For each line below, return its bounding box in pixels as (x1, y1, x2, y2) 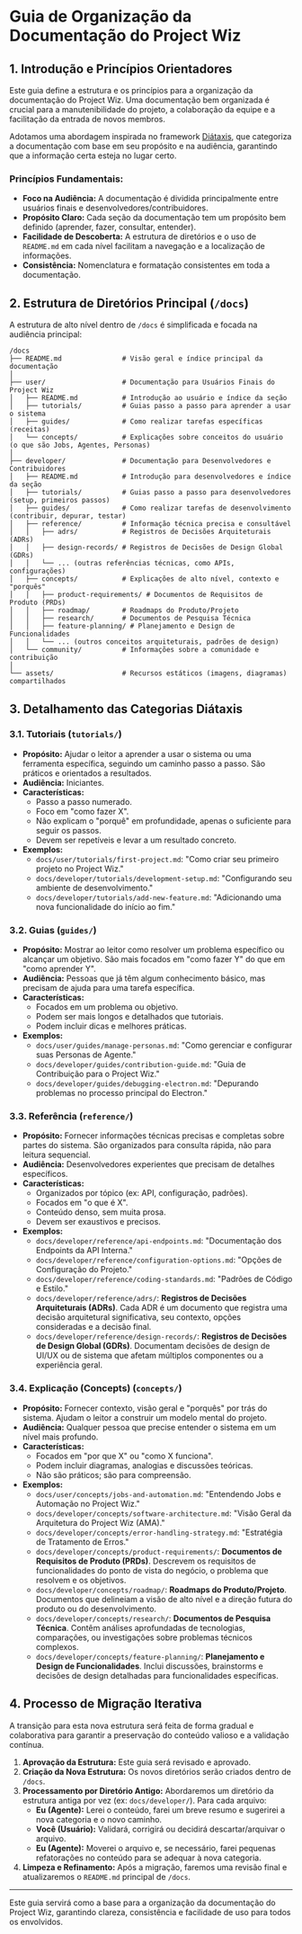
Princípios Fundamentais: (9, 173, 124, 185)
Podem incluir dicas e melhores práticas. (35, 1020, 187, 1031)
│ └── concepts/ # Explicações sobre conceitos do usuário (9, 433, 283, 442)
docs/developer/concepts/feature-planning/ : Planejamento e (35, 1651, 265, 1662)
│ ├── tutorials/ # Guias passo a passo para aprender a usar (9, 402, 292, 411)
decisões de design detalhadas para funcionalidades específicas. (35, 1670, 279, 1680)
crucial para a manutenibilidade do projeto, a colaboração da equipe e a (9, 104, 276, 114)
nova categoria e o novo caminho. (35, 1814, 163, 1824)
